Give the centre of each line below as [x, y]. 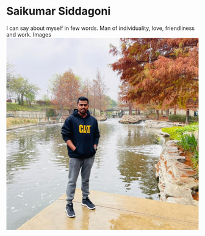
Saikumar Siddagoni [59, 11]
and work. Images [29, 34]
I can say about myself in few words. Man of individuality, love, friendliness [101, 28]
